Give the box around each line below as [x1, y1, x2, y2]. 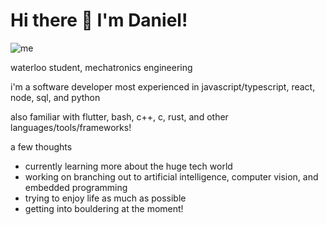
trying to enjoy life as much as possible [24, 192, 187, 204]
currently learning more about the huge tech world [24, 160, 233, 172]
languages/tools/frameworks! [10, 121, 132, 133]
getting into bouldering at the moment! [24, 202, 184, 214]
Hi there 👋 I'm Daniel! [10, 9, 188, 32]
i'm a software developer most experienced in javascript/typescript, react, [10, 80, 316, 93]
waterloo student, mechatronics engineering [10, 61, 193, 73]
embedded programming [24, 181, 128, 193]
